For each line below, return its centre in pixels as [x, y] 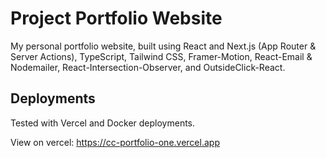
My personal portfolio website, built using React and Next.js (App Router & [163, 46]
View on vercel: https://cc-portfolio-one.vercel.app [115, 142]
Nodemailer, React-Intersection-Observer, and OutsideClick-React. [148, 67]
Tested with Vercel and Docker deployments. [103, 123]
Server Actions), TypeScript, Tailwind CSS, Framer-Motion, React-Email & [161, 56]
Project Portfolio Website [116, 18]
